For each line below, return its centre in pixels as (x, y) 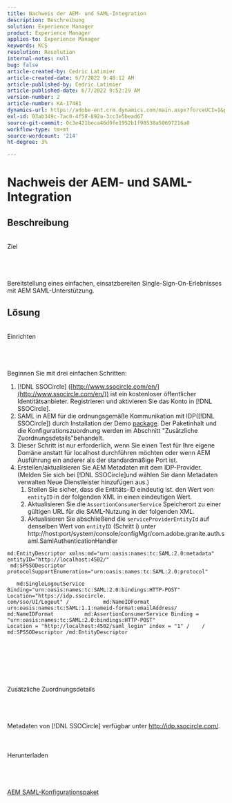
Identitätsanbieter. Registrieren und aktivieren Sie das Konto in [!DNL (115, 401)
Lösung (23, 312)
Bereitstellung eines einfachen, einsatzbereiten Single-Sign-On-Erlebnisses (115, 284)
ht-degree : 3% (28, 142)
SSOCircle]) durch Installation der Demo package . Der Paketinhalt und (117, 423)
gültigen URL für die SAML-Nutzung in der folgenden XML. (111, 511)
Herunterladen (28, 755)
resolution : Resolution (41, 53)
